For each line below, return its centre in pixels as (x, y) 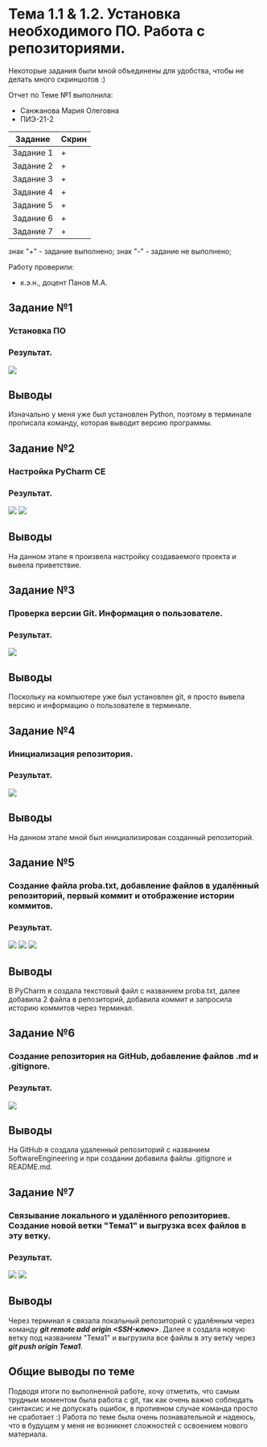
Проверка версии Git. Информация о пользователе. (116, 613)
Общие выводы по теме (72, 1372)
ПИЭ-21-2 (37, 119)
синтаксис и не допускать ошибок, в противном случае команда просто (133, 1408)
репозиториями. (67, 48)
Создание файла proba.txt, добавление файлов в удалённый (134, 885)
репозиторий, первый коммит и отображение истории (121, 895)
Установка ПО (37, 331)
